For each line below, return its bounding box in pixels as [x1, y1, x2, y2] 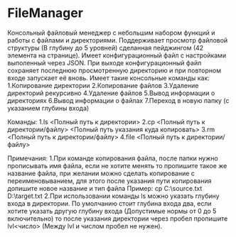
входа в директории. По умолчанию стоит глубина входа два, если [7, 199, 212, 207]
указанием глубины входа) [7, 104, 90, 112]
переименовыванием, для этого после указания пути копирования [7, 176, 212, 185]
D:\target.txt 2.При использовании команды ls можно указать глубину [7, 192, 220, 200]
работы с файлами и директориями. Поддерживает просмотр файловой [7, 35, 228, 44]
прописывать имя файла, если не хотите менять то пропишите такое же [7, 161, 227, 170]
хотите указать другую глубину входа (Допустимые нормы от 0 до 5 [7, 206, 217, 215]
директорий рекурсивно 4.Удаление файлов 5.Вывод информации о [7, 89, 215, 97]
